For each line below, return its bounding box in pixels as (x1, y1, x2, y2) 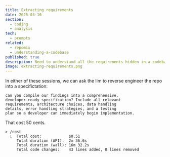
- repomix (10, 45, 30, 50)
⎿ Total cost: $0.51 (10, 134, 80, 139)
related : (5, 41, 24, 46)
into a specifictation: (5, 83, 48, 89)
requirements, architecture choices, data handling (5, 102, 116, 107)
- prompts (10, 36, 30, 41)
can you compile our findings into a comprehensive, (5, 93, 119, 98)
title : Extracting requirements (5, 7, 73, 13)
